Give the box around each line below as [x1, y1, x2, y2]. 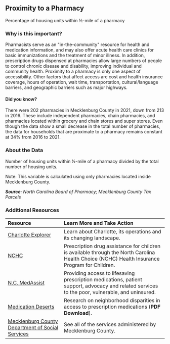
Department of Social [8, 324, 59, 331]
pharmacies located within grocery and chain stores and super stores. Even [5, 118, 163, 124]
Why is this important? [5, 30, 62, 37]
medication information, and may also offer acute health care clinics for [5, 47, 154, 53]
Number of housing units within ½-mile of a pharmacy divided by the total [5, 158, 159, 164]
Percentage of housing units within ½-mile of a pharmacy [5, 17, 125, 23]
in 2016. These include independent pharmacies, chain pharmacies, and [5, 113, 155, 119]
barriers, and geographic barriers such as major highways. [5, 84, 128, 90]
